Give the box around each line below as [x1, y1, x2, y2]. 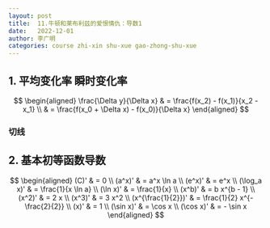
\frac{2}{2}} [24, 201, 65, 211]
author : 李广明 [8, 34, 56, 43]
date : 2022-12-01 [8, 27, 74, 35]
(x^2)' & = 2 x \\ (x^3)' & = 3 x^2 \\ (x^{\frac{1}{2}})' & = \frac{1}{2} [18, 192, 238, 202]
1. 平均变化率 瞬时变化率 [8, 74, 128, 87]
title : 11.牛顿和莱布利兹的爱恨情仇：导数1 [8, 19, 143, 27]
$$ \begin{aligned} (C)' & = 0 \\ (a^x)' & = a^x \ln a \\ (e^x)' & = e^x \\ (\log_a [9, 175, 263, 185]
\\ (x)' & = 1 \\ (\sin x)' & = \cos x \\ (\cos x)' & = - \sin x [65, 201, 247, 211]
